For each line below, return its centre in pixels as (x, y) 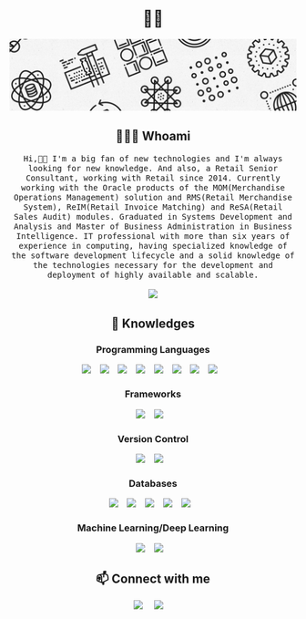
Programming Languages (153, 350)
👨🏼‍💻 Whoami (153, 136)
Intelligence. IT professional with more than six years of (153, 236)
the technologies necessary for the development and (153, 265)
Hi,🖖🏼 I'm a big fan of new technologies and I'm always (153, 158)
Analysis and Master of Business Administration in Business (153, 226)
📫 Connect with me (153, 579)
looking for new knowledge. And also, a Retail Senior (153, 168)
